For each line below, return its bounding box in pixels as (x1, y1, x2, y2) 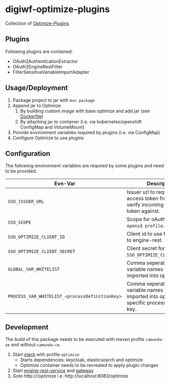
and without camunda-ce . (11, 342, 61, 348)
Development (5, 323, 49, 331)
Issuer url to (126, 189, 155, 196)
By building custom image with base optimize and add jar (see (20, 108, 150, 114)
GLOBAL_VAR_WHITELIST (8, 267, 60, 272)
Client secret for (126, 245, 165, 252)
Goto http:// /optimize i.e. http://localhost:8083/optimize (12, 373, 129, 379)
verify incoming (126, 201, 164, 208)
